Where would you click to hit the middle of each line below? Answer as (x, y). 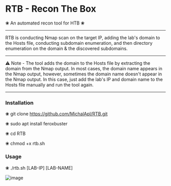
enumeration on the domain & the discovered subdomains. (67, 48)
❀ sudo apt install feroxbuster (36, 124)
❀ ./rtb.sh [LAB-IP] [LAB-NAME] (39, 168)
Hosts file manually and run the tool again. (50, 85)
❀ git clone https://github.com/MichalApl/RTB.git (56, 114)
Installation (20, 102)
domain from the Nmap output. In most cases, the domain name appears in (84, 68)
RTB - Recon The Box (51, 9)
